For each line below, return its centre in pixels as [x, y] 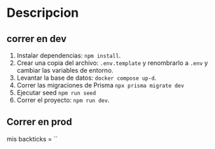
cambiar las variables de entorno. [65, 70]
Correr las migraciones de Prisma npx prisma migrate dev [100, 85]
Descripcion [43, 13]
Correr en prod [40, 122]
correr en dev [37, 39]
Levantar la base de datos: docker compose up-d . [86, 78]
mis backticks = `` [32, 139]
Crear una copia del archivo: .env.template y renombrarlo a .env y [112, 63]
